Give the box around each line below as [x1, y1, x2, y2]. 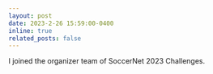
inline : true [8, 27, 53, 35]
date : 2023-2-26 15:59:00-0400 [8, 19, 114, 27]
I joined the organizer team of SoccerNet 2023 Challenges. [8, 56, 206, 66]
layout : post [8, 11, 53, 20]
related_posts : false [8, 34, 82, 43]
